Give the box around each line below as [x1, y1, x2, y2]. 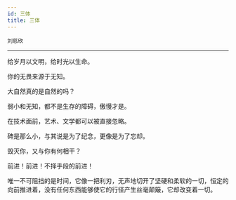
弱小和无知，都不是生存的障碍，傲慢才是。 [7, 102, 131, 110]
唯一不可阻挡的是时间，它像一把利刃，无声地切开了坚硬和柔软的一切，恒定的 [7, 176, 229, 185]
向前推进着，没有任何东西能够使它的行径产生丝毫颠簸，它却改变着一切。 [7, 185, 216, 194]
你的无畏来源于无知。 [7, 72, 69, 81]
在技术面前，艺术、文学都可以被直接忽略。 [7, 116, 131, 125]
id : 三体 [7, 10, 31, 18]
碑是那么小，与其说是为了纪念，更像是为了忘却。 [7, 131, 149, 140]
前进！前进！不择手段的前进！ [7, 161, 93, 170]
